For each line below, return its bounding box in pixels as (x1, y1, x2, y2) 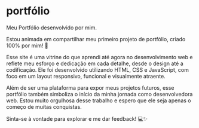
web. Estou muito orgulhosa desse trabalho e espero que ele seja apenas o (6, 97, 191, 104)
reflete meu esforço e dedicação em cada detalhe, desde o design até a (6, 60, 183, 67)
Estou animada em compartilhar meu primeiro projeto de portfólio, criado (6, 35, 186, 42)
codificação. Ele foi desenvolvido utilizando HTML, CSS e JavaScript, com (6, 66, 189, 73)
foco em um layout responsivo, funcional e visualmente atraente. (6, 72, 166, 80)
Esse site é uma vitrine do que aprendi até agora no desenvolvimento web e (6, 53, 193, 60)
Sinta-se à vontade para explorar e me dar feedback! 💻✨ (6, 115, 148, 122)
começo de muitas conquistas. (6, 103, 82, 110)
